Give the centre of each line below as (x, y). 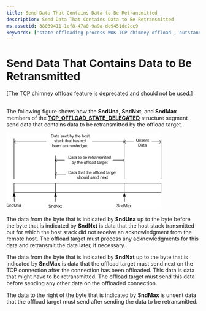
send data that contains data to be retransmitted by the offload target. (94, 124)
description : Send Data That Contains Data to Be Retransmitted (90, 19)
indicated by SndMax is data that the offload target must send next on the (100, 263)
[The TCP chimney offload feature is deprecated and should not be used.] (100, 94)
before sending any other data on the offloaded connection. (82, 283)
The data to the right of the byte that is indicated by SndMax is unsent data (101, 295)
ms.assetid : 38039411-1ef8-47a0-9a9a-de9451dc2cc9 (72, 26)
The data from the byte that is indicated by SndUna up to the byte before (99, 219)
